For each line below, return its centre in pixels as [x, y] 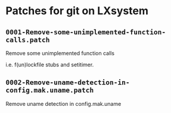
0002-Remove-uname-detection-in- [68, 83]
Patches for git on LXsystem [77, 11]
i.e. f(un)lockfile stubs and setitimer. [50, 64]
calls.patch [28, 40]
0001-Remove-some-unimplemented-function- [86, 32]
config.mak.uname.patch [50, 90]
